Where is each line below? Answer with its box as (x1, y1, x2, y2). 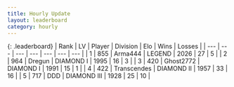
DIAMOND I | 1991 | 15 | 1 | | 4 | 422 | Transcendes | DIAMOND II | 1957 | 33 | (7, 64, 228, 73)
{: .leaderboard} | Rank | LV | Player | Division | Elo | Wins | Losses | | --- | (7, 42, 220, 51)
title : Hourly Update (7, 10, 71, 17)
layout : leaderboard (7, 17, 68, 24)
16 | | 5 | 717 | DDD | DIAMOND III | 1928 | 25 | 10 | (7, 72, 151, 80)
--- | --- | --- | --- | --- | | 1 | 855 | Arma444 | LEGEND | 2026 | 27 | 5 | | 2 (15, 49, 228, 58)
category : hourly (7, 23, 58, 30)
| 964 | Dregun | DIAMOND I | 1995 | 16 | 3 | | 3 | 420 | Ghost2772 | (7, 57, 200, 65)
